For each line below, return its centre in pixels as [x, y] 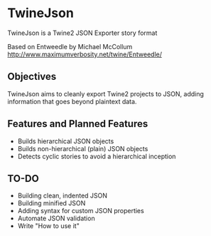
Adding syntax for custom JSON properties [81, 211]
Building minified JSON [52, 203]
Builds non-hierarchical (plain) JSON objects [83, 148]
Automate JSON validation [56, 218]
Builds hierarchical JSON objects [66, 141]
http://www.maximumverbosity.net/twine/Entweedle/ [85, 54]
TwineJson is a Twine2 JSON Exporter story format [82, 33]
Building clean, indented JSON [63, 196]
